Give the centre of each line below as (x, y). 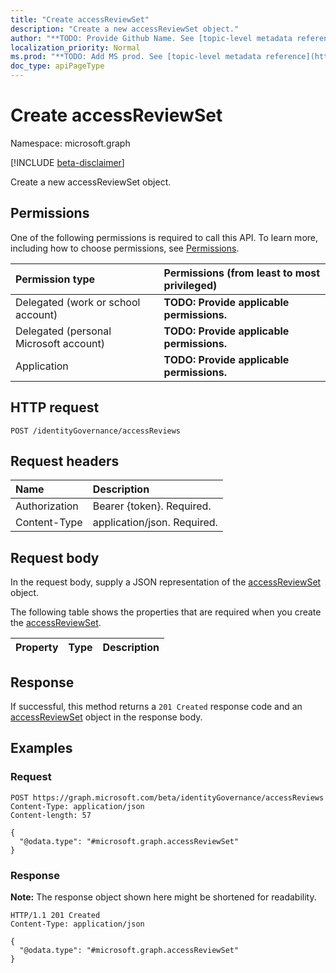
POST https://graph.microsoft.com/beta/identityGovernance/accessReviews (167, 797)
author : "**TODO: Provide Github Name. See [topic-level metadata (151, 38)
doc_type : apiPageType (57, 66)
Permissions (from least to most (242, 273)
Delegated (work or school (78, 302)
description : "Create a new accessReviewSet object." (125, 29)
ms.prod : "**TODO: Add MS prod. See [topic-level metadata (136, 57)
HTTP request (55, 407)
